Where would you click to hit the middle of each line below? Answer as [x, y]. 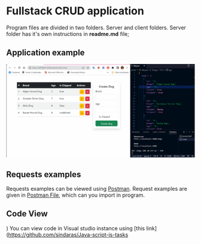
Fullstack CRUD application [75, 11]
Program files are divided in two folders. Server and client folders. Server [96, 28]
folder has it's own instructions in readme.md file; [68, 33]
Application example [45, 53]
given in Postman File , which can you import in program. [76, 195]
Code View [27, 214]
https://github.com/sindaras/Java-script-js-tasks [68, 234]
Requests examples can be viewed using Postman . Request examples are [97, 189]
